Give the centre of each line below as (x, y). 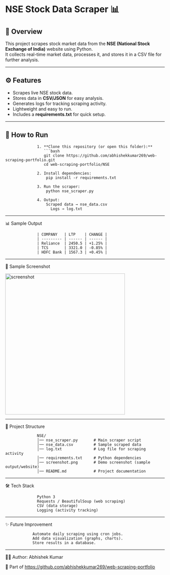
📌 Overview (24, 31)
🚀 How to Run (27, 135)
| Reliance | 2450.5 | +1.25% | (72, 243)
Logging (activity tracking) (68, 510)
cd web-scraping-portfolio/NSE (77, 164)
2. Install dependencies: (65, 173)
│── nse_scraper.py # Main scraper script (89, 440)
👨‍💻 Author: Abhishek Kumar (34, 557)
